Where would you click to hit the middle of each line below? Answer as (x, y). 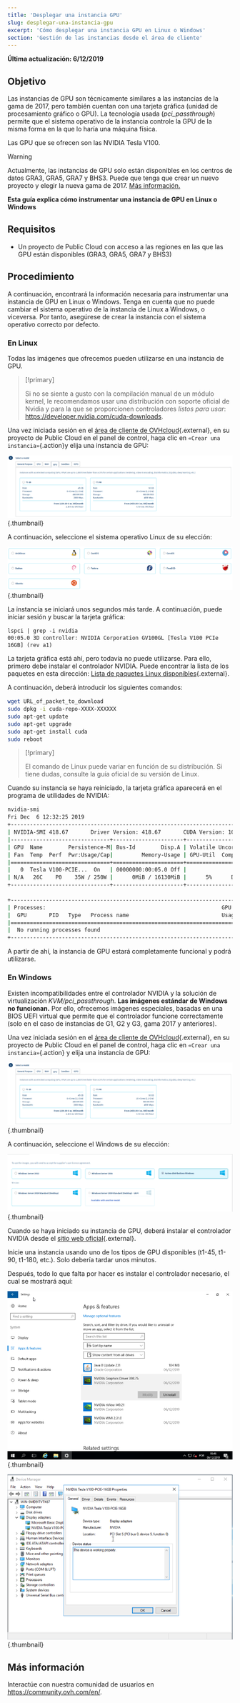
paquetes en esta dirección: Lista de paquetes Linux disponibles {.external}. (119, 674)
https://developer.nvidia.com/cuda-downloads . (94, 416)
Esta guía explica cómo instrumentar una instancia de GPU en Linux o (112, 199)
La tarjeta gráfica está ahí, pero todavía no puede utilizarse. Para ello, (110, 659)
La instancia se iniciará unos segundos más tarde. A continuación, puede (115, 609)
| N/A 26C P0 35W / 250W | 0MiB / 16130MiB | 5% (110, 878)
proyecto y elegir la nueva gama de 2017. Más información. (94, 186)
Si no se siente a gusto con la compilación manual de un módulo (119, 394)
